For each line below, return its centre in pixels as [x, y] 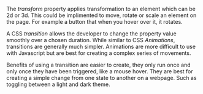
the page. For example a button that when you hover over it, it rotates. [94, 22]
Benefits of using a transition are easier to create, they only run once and [99, 65]
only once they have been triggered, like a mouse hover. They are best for [100, 71]
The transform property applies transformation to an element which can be [101, 9]
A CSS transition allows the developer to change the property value [91, 34]
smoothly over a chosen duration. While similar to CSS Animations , [91, 40]
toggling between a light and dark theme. [58, 84]
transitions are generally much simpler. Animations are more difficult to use [101, 46]
